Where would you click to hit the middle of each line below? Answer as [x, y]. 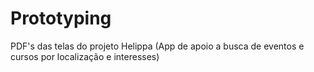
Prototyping [61, 18]
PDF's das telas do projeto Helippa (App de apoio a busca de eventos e [157, 46]
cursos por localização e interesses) [85, 56]
